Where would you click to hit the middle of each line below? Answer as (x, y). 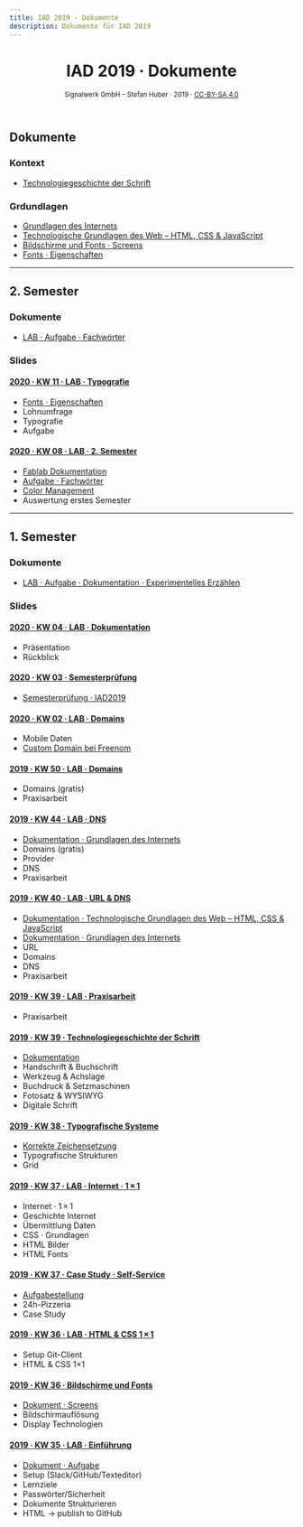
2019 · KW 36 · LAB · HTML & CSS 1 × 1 (82, 1335)
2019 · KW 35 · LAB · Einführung (71, 1445)
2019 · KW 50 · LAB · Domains (66, 768)
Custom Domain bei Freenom (77, 748)
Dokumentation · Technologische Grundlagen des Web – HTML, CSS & (153, 918)
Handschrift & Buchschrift (70, 1067)
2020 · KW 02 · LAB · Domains (67, 718)
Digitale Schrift (50, 1105)
